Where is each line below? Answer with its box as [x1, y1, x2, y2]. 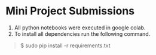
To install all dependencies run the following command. [14, 30, 151, 37]
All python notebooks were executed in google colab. [14, 24, 146, 31]
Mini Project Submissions [5, 4, 135, 18]
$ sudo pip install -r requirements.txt [20, 42, 111, 49]
